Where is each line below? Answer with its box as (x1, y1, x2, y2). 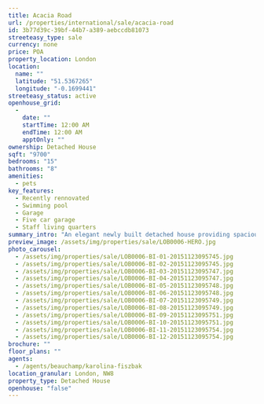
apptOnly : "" (22, 135, 65, 144)
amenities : (8, 172, 44, 181)
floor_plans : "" (8, 347, 61, 356)
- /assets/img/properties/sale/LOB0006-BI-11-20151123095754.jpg (15, 325, 234, 334)
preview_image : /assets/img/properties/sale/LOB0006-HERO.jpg (8, 238, 216, 246)
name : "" (15, 70, 44, 78)
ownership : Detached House (8, 143, 97, 151)
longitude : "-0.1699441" (15, 84, 97, 93)
